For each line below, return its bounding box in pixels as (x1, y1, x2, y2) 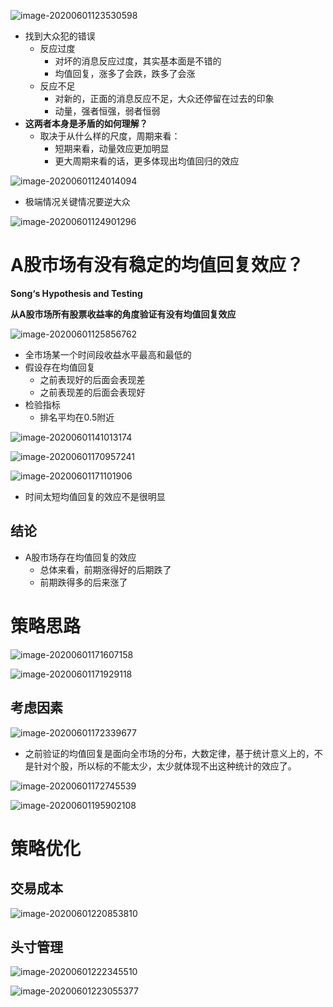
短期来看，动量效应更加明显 (54, 143, 170, 154)
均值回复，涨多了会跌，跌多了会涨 (54, 68, 196, 79)
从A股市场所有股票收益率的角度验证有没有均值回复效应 (10, 308, 237, 320)
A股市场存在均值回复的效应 (24, 551, 137, 563)
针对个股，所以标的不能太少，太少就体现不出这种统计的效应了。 (33, 760, 297, 772)
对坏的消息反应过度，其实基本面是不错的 (54, 55, 222, 67)
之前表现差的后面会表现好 (39, 386, 146, 398)
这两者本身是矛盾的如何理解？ (24, 118, 148, 129)
